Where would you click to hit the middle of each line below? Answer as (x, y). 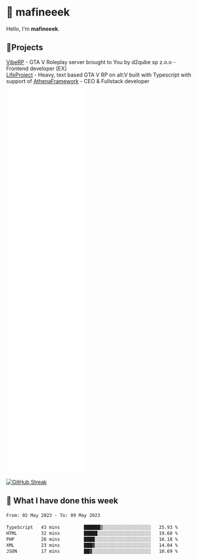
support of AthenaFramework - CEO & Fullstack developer (78, 81)
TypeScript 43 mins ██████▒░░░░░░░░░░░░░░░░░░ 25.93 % (92, 527)
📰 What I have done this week (62, 501)
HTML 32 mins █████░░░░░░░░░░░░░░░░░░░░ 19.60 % (92, 533)
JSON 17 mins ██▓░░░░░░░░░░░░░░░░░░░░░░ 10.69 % (92, 551)
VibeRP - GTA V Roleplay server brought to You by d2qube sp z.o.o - (91, 62)
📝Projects (25, 48)
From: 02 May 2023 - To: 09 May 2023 (53, 515)
